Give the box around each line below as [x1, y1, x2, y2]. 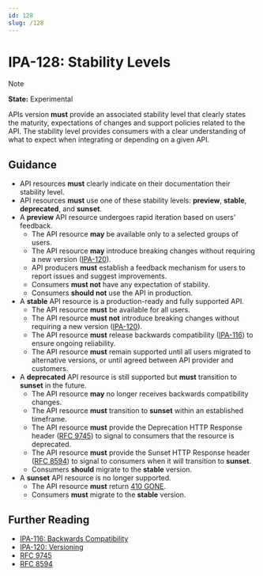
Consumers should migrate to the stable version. [31, 464, 192, 475]
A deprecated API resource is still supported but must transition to [19, 373, 237, 382]
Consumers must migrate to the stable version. [31, 490, 186, 499]
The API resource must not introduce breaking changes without [31, 313, 239, 323]
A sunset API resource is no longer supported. [19, 473, 171, 483]
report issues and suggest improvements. [31, 271, 167, 281]
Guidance [8, 157, 57, 171]
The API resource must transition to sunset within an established [31, 406, 243, 415]
